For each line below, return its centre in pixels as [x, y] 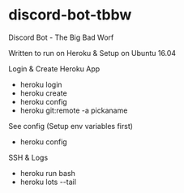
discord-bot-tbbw [70, 15]
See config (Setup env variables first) [71, 126]
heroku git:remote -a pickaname [74, 110]
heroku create [43, 93]
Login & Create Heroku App [54, 69]
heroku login [41, 84]
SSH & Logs [28, 157]
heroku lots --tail [48, 182]
